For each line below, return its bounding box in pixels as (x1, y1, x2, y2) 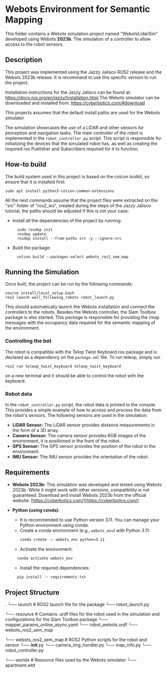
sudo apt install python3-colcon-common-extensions (5, 188, 114, 193)
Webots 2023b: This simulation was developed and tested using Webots (12, 481, 162, 487)
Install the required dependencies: (19, 565, 90, 571)
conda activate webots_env (17, 556, 73, 561)
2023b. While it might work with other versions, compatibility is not (12, 487, 150, 493)
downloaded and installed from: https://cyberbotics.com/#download (5, 100, 145, 106)
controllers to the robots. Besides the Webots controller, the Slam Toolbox (5, 309, 157, 315)
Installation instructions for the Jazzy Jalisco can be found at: (5, 89, 131, 95)
